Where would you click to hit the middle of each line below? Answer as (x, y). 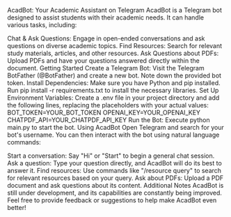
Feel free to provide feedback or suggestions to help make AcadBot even (112, 200)
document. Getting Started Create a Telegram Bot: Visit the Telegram (106, 68)
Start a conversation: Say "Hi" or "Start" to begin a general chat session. (111, 156)
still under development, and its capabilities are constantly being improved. (115, 193)
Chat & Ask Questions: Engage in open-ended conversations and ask (106, 38)
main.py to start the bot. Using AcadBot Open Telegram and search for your (115, 127)
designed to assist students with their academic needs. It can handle (105, 17)
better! (17, 208)
